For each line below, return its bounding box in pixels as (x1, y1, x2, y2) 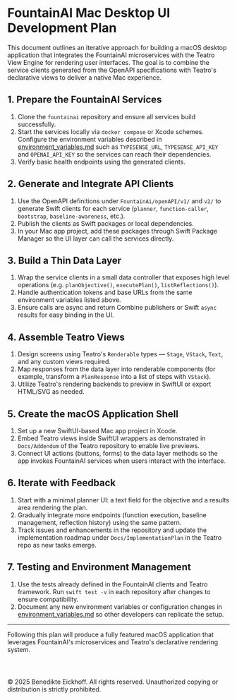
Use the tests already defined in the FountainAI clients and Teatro (17, 580, 208, 589)
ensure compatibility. (17, 595, 79, 603)
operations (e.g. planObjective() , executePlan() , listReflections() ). (17, 281, 219, 289)
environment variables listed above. (17, 296, 121, 304)
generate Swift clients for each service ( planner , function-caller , (17, 204, 209, 212)
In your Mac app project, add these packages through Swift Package (17, 227, 217, 235)
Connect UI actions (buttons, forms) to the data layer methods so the (17, 449, 218, 457)
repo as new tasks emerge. (17, 541, 97, 549)
